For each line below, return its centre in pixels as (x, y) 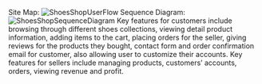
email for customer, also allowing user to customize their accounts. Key (125, 54)
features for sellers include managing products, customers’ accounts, (123, 63)
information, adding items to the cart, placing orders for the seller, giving (127, 37)
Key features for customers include (175, 21)
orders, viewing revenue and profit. (66, 71)
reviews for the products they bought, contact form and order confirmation (131, 46)
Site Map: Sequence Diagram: (97, 12)
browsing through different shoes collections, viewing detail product (121, 29)
